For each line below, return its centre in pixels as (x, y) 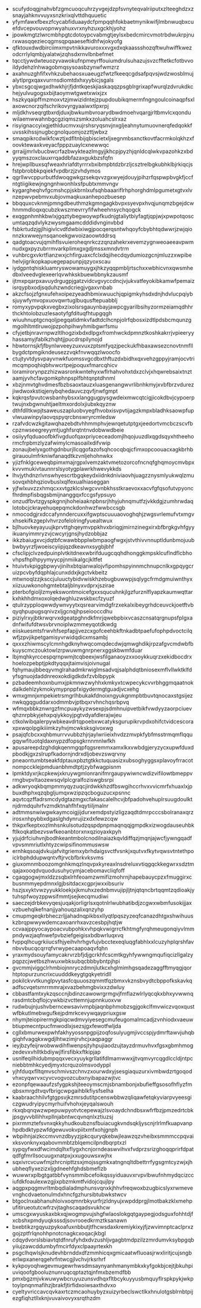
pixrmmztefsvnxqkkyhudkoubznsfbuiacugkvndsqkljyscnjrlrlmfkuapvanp (102, 1123)
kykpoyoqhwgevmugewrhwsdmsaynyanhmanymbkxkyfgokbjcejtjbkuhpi (102, 1266)
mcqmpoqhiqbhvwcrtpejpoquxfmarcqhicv (65, 365)
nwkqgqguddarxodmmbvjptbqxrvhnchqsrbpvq (70, 702)
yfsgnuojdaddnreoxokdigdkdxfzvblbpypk (63, 676)
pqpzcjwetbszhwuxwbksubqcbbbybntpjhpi (66, 961)
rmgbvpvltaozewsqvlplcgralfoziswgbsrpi (63, 780)
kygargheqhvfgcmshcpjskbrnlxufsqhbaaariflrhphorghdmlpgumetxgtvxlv (102, 190)
